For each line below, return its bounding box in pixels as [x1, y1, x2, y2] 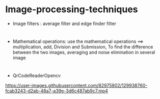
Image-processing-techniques [5, 4, 139, 15]
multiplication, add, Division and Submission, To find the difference [12, 44, 153, 50]
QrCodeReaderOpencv [12, 72, 61, 79]
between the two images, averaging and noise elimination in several [12, 49, 155, 56]
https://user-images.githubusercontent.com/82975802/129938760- [5, 83, 148, 89]
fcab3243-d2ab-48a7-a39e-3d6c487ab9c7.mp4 [5, 88, 109, 94]
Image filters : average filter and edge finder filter [12, 20, 116, 27]
